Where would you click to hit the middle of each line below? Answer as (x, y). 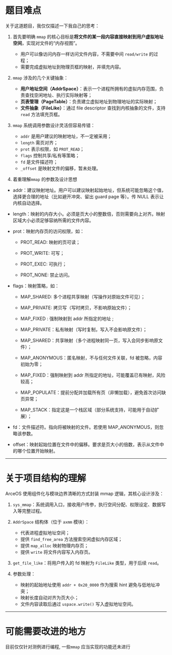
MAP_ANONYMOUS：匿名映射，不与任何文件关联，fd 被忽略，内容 (91, 358)
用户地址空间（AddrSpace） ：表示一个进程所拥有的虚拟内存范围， (90, 88)
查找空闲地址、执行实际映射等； (59, 95)
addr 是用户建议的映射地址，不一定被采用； (66, 136)
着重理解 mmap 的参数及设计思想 (45, 179)
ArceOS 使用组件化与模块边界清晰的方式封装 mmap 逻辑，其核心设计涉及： (85, 493)
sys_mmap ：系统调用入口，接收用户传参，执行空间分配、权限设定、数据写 (89, 504)
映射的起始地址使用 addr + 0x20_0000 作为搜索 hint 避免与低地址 (88, 585)
